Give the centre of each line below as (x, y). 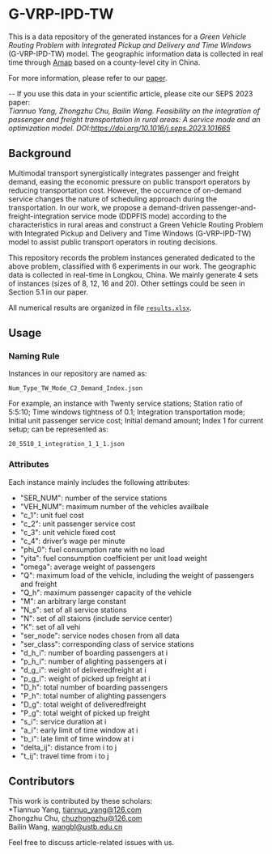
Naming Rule (34, 356)
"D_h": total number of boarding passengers (94, 687)
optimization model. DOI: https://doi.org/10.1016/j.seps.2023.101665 (119, 128)
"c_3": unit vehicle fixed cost (68, 532)
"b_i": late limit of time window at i (77, 738)
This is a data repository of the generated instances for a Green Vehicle (127, 36)
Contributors (42, 782)
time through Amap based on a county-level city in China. (104, 62)
